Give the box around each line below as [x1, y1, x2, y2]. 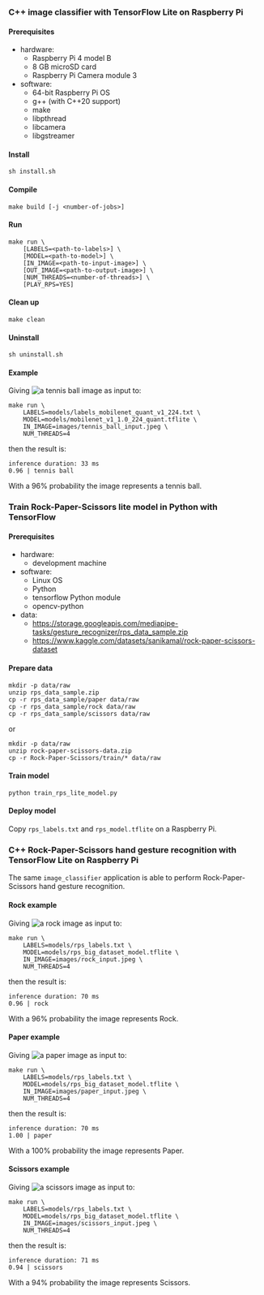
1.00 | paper [8, 1131, 53, 1139]
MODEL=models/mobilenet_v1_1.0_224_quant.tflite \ [23, 416, 198, 424]
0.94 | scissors [8, 1263, 63, 1271]
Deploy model [8, 806, 57, 816]
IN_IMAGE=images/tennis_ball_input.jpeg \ [23, 423, 168, 431]
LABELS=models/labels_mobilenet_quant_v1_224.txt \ [23, 408, 201, 417]
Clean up [8, 297, 40, 307]
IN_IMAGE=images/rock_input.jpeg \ [23, 955, 143, 964]
